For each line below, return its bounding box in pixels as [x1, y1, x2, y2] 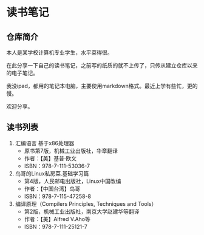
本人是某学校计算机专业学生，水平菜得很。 [6, 49, 113, 56]
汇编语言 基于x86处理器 [15, 139, 75, 146]
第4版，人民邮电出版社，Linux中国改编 [24, 177, 121, 185]
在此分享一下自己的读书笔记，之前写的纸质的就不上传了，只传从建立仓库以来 [6, 62, 198, 69]
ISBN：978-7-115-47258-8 [24, 192, 92, 200]
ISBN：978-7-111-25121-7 [24, 223, 88, 230]
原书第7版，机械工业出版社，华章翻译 [24, 147, 118, 154]
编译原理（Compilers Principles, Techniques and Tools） [15, 200, 157, 207]
